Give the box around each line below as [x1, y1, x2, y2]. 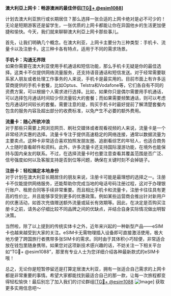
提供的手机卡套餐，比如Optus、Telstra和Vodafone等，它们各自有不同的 [14, 82, 164, 88]
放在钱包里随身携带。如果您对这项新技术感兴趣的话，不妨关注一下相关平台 [5, 242, 161, 248]
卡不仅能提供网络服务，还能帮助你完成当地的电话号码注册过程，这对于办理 [5, 181, 161, 186]
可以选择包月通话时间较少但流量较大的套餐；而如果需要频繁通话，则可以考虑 [5, 95, 166, 101]
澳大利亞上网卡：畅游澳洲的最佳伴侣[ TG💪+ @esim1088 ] [5, 5, 124, 11]
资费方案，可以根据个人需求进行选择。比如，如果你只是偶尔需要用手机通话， [5, 89, 166, 94]
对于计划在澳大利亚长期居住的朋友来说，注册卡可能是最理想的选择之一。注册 [5, 174, 166, 180]
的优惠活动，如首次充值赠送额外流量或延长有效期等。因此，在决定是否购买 [5, 200, 161, 206]
